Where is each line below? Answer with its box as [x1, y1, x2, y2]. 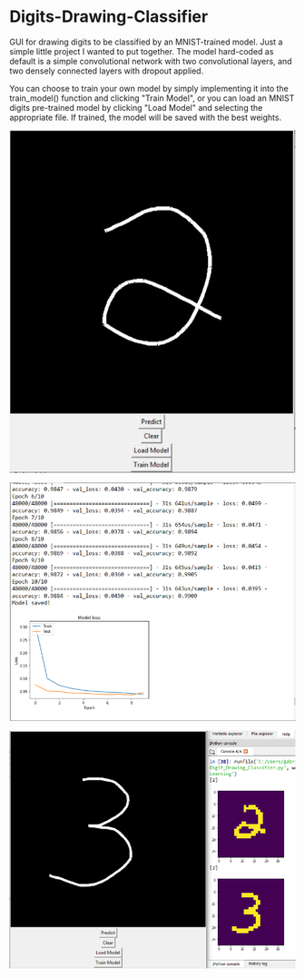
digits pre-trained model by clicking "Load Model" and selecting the [9, 102, 263, 113]
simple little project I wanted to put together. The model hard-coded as [9, 45, 274, 56]
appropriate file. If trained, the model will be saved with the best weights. [9, 112, 282, 123]
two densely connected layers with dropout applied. [9, 65, 204, 76]
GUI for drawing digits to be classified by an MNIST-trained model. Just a [9, 36, 283, 47]
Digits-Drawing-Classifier [9, 6, 209, 27]
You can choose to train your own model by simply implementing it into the [9, 83, 289, 94]
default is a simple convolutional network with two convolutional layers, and [9, 55, 292, 66]
